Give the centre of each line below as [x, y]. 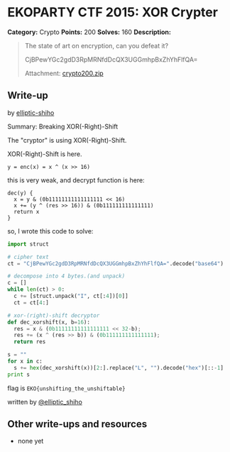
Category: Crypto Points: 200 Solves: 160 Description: [89, 32]
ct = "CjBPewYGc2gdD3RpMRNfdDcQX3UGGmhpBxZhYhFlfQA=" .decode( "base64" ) [115, 263]
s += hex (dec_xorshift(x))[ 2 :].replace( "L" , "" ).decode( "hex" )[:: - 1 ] [119, 368]
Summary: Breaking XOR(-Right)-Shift [63, 126]
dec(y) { [20, 193]
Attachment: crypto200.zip [64, 73]
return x [27, 211]
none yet [31, 441]
